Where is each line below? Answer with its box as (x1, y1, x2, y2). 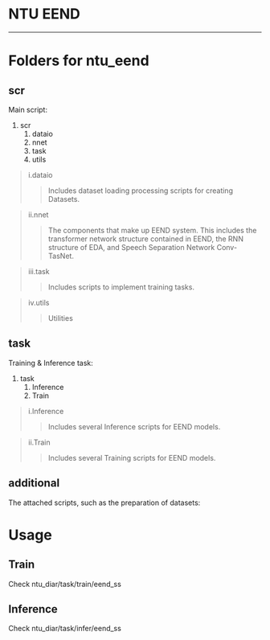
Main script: (8, 105, 48, 114)
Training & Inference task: (8, 358, 94, 367)
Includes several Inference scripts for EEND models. (47, 421, 221, 431)
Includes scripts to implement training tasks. (47, 282, 195, 292)
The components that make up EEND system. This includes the (47, 225, 257, 235)
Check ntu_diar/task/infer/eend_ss (8, 624, 122, 634)
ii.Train (27, 437, 51, 447)
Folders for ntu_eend (8, 51, 150, 70)
